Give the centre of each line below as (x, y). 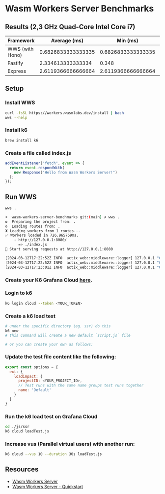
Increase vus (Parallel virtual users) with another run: (70, 444)
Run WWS (21, 197)
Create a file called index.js (38, 153)
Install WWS (20, 103)
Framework (21, 41)
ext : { (16, 372)
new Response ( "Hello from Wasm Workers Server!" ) (66, 172)
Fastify (15, 63)
